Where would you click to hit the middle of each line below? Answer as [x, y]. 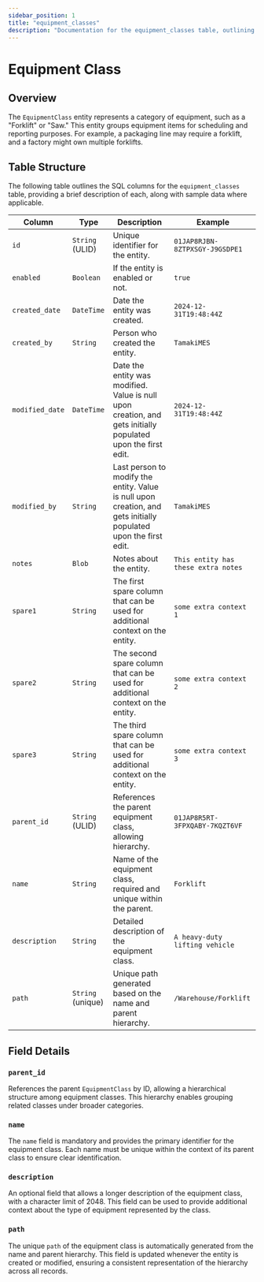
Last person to [139, 468]
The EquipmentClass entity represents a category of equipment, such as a [127, 117]
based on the [137, 993]
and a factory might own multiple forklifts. [76, 142]
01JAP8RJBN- [196, 242]
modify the [133, 477]
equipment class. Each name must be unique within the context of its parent [131, 1150]
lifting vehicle [204, 945]
